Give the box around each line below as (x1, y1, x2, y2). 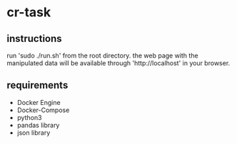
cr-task (6, 4, 51, 21)
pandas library (16, 121, 60, 129)
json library (16, 128, 51, 137)
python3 (16, 113, 42, 121)
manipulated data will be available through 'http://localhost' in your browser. (6, 59, 231, 67)
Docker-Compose (16, 106, 70, 114)
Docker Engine (16, 98, 61, 106)
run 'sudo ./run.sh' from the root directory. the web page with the (6, 51, 198, 60)
